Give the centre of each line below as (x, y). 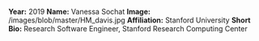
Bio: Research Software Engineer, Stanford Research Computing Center (128, 29)
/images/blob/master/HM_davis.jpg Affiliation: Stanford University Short (129, 20)
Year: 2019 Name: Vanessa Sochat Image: (80, 12)
